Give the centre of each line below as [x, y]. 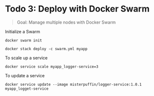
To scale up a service [26, 58]
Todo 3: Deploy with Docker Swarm [77, 9]
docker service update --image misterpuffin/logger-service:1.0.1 [73, 84]
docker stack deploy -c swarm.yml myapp [46, 49]
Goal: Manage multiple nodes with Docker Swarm [66, 22]
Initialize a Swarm [23, 31]
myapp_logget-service [27, 89]
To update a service [25, 75]
